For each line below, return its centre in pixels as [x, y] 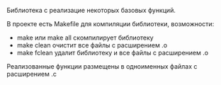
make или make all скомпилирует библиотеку [85, 38]
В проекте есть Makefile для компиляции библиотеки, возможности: [110, 24]
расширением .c [32, 74]
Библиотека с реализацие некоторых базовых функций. [91, 10]
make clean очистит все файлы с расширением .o [92, 45]
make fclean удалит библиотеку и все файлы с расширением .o [113, 53]
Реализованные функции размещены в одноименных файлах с [102, 66]
